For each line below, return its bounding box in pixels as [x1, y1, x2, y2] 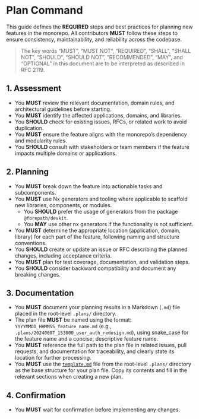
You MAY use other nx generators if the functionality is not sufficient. [23, 220, 194, 227]
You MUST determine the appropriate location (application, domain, [14, 227, 181, 234]
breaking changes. [14, 271, 61, 278]
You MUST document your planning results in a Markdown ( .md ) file [14, 304, 181, 311]
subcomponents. [14, 189, 56, 196]
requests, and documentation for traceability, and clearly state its [14, 348, 175, 355]
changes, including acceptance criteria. [14, 252, 112, 259]
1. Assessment [6, 84, 61, 94]
